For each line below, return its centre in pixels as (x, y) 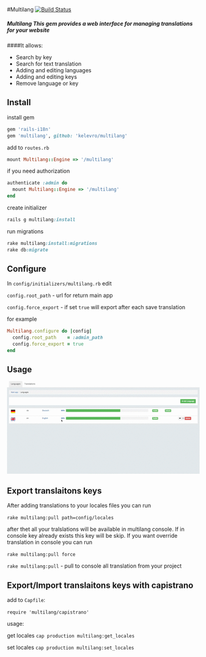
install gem (21, 117)
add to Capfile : (26, 600)
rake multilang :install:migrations (52, 243)
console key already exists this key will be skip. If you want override (92, 536)
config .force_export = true (48, 344)
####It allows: (25, 45)
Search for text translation (49, 64)
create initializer (27, 208)
